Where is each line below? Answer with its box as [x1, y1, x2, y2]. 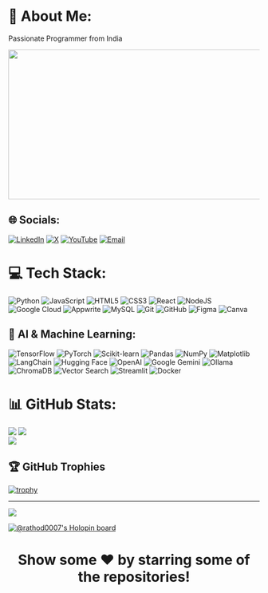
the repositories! [77, 568, 191, 586]
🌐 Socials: [8, 213, 61, 227]
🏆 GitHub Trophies [8, 460, 106, 473]
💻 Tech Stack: [8, 263, 107, 282]
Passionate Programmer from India [8, 34, 123, 43]
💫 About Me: [8, 7, 93, 26]
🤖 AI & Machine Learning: [8, 327, 136, 342]
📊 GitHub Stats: [8, 395, 117, 413]
